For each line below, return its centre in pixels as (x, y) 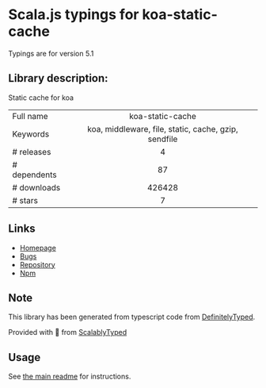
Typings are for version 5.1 (51, 53)
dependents (34, 175)
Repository (37, 264)
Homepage (38, 248)
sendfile (163, 139)
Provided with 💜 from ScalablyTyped (68, 332)
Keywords (31, 134)
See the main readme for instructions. (70, 376)
